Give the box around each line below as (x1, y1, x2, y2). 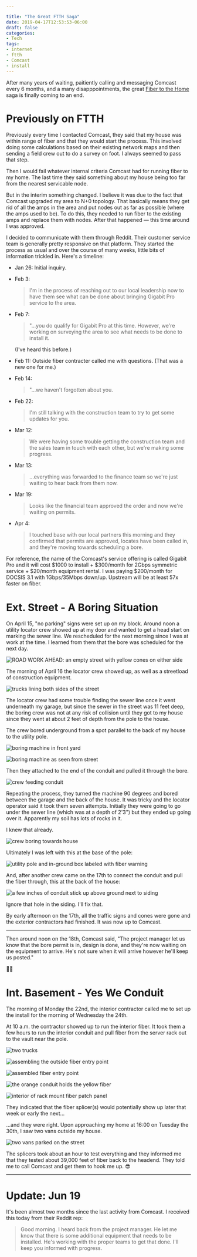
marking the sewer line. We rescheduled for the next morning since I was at (6, 632, 189, 640)
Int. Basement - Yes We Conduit (6, 986, 164, 999)
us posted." (6, 954, 34, 961)
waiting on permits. (29, 508, 76, 515)
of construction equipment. (6, 674, 72, 681)
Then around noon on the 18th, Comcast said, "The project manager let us (6, 935, 185, 942)
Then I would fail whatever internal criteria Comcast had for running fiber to (6, 168, 189, 175)
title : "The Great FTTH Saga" (6, 14, 80, 19)
